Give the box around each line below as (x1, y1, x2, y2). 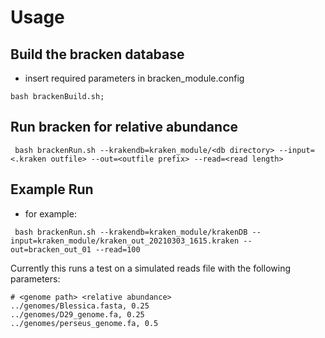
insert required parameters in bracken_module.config (24, 72, 245, 84)
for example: (24, 207, 77, 220)
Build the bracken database (10, 46, 185, 63)
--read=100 (95, 244, 141, 255)
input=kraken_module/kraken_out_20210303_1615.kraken (10, 236, 240, 246)
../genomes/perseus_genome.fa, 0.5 (10, 318, 159, 328)
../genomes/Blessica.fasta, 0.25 (10, 301, 150, 311)
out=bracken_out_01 (10, 244, 92, 255)
